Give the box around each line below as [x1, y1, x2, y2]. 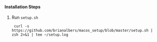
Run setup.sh [11, 14, 38, 20]
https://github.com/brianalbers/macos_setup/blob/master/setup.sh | [11, 28, 153, 33]
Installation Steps [4, 4, 41, 10]
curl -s [14, 24, 30, 29]
